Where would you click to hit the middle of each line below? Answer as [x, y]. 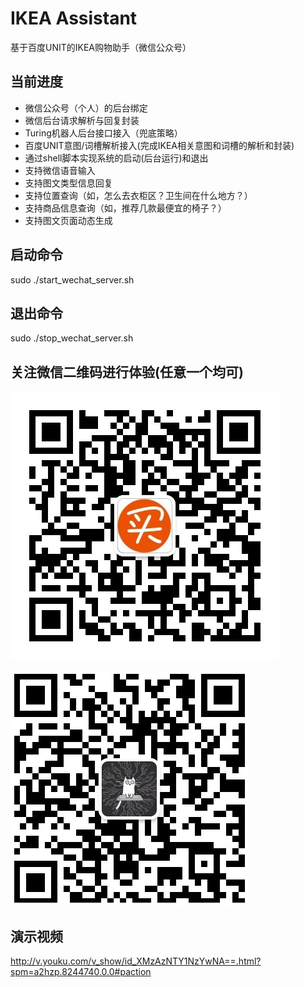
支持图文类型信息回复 [68, 183]
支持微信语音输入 [60, 170]
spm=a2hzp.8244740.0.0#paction [81, 971]
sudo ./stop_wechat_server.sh [72, 338]
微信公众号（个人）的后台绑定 [86, 108]
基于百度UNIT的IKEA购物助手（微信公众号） [101, 47]
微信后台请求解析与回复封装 [82, 120]
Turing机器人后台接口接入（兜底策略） [103, 133]
